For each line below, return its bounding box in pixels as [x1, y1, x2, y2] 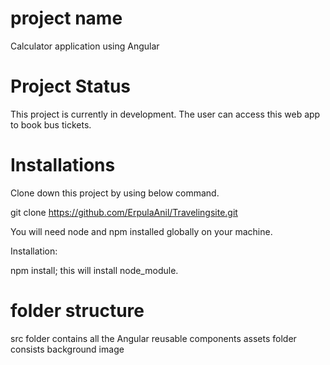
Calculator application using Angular [10, 40, 160, 52]
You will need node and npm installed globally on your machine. [10, 225, 273, 237]
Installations [10, 154, 116, 177]
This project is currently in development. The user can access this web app [10, 108, 321, 120]
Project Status [10, 75, 132, 98]
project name [10, 7, 123, 30]
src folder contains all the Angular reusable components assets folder [10, 332, 297, 344]
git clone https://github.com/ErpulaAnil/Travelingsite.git [10, 206, 238, 218]
